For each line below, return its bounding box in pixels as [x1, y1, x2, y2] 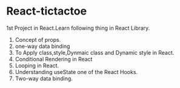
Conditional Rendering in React [15, 55, 93, 63]
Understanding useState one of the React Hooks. [15, 68, 138, 75]
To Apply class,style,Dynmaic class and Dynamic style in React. [15, 49, 175, 56]
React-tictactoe [6, 4, 87, 18]
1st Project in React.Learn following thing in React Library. [6, 24, 150, 32]
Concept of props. [15, 36, 61, 43]
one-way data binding [15, 42, 70, 50]
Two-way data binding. [15, 75, 73, 82]
